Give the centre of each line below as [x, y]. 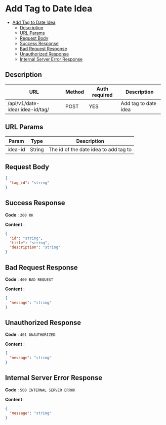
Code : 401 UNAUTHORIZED [30, 334]
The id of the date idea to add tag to [90, 149]
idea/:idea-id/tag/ [28, 109]
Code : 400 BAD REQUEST [29, 279]
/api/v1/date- [23, 103]
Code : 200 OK [19, 215]
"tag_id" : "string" [30, 183]
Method [75, 92]
